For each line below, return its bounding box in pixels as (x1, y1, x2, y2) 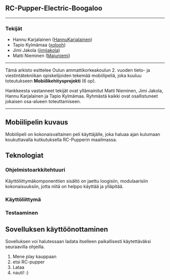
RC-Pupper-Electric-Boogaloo (5, 4, 103, 13)
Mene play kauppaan (12, 254, 57, 260)
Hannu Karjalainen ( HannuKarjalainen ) (12, 36, 93, 42)
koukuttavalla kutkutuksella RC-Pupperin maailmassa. (5, 136, 117, 143)
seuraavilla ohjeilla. (5, 244, 45, 250)
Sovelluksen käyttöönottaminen (5, 225, 108, 234)
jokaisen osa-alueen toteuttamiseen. (5, 99, 81, 105)
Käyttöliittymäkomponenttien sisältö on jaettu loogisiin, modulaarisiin (5, 178, 148, 184)
